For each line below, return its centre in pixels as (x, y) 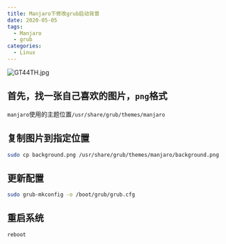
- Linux (25, 53)
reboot (17, 234)
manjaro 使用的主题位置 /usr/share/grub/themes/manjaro (86, 114)
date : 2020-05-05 (32, 20)
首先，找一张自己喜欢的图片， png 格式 (88, 96)
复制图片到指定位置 (48, 138)
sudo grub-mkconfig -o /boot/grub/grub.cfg (71, 195)
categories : (24, 46)
